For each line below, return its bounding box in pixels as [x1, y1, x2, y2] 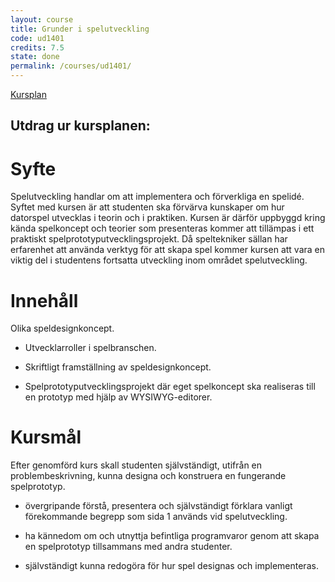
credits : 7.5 [10, 42, 65, 53]
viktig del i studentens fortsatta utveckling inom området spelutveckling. [10, 254, 308, 266]
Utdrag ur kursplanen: [10, 117, 151, 135]
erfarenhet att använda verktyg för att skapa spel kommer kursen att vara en [10, 244, 326, 256]
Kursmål [10, 426, 82, 449]
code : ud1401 [10, 33, 65, 43]
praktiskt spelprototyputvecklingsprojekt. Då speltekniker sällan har [10, 233, 288, 245]
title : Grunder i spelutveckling [10, 24, 150, 34]
